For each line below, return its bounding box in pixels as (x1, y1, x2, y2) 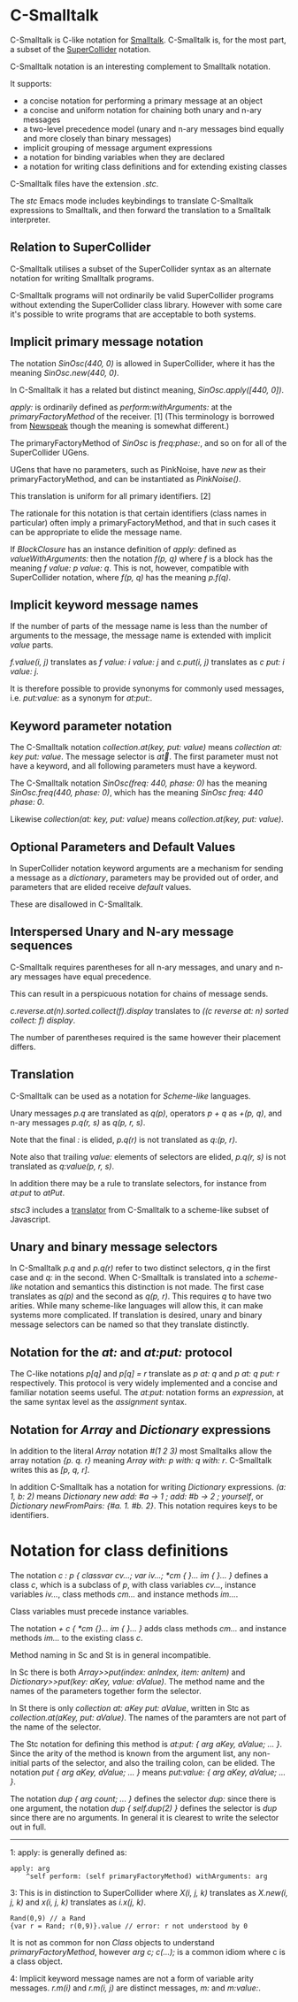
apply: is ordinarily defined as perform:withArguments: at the (10, 402, 233, 412)
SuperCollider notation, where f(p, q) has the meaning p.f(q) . (10, 571, 232, 582)
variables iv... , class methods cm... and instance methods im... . (10, 1589, 239, 1599)
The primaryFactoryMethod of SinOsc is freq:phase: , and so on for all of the (10, 437, 287, 448)
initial (10, 1758, 30, 1768)
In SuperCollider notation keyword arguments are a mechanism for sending (10, 863, 284, 873)
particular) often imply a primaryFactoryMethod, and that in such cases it (10, 517, 277, 527)
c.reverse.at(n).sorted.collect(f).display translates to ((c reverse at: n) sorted (10, 1005, 289, 1016)
